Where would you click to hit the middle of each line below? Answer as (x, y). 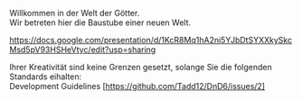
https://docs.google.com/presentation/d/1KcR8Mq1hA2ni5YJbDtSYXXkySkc (151, 40)
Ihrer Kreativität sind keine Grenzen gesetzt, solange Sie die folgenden (141, 67)
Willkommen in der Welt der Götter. (75, 13)
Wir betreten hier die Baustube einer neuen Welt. (100, 23)
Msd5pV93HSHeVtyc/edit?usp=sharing (83, 50)
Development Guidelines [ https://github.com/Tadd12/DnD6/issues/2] (137, 86)
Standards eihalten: (46, 77)
